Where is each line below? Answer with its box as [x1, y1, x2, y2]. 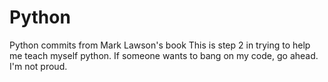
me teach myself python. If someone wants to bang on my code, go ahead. [9, 49, 319, 61]
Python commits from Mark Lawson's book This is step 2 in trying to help [9, 39, 311, 51]
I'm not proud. [9, 60, 68, 72]
